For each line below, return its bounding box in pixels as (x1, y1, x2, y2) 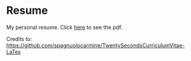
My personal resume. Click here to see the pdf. (6, 24, 123, 31)
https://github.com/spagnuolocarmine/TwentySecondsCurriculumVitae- (6, 42, 185, 49)
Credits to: (6, 35, 33, 42)
